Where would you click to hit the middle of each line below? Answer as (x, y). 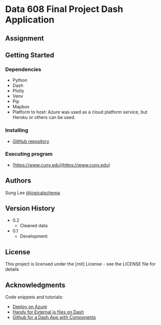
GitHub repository (31, 141)
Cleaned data (34, 226)
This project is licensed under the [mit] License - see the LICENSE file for (80, 264)
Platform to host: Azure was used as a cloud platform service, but (80, 112)
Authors (18, 181)
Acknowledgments (35, 285)
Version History (30, 208)
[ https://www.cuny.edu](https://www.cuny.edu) (61, 165)
